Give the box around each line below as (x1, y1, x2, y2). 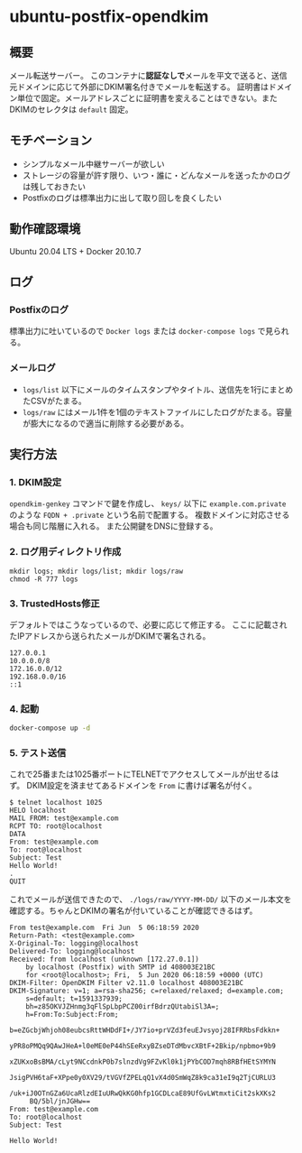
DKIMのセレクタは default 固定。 (9, 104, 133, 115)
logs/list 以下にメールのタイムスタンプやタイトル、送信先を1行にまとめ (22, 383, 294, 394)
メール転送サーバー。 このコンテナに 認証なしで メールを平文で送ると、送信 (9, 70, 288, 80)
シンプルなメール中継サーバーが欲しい (22, 158, 165, 169)
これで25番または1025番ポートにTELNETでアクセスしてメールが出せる (9, 769, 272, 779)
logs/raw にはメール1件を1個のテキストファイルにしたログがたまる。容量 (22, 406, 293, 417)
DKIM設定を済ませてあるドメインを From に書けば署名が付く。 (26, 780, 257, 791)
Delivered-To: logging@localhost (9, 947, 135, 956)
